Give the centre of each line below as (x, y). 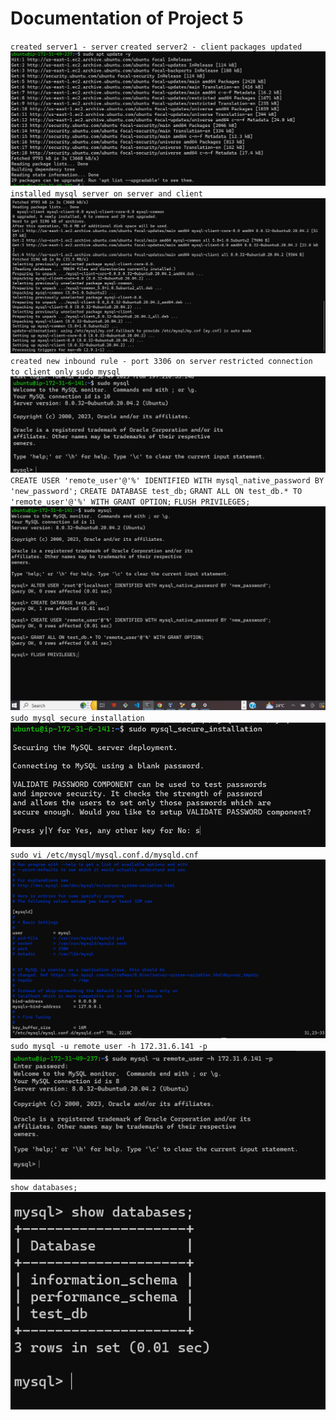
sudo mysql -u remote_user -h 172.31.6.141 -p (109, 1046)
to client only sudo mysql (65, 372)
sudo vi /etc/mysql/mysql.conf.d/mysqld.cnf (104, 855)
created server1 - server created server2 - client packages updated (156, 47)
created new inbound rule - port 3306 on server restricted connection (161, 361)
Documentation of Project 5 (127, 18)
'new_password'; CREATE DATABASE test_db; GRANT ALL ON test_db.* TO (156, 491)
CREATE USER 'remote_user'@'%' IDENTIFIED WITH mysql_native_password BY (167, 480)
